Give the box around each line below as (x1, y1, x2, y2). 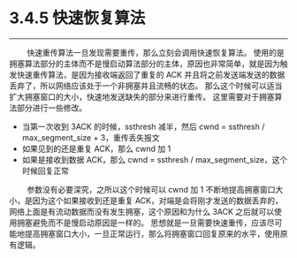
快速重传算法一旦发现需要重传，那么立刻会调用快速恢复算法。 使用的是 (26, 47, 285, 57)
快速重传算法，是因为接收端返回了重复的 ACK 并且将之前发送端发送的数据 (16, 69, 286, 80)
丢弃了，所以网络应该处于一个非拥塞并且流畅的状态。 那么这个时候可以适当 (9, 80, 283, 91)
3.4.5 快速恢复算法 (9, 8, 146, 28)
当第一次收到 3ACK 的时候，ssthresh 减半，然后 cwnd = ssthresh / (21, 121, 265, 132)
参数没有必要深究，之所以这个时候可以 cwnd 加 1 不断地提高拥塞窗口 (26, 184, 276, 194)
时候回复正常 (21, 165, 69, 176)
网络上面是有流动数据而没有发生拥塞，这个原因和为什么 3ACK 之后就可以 (9, 206, 275, 216)
